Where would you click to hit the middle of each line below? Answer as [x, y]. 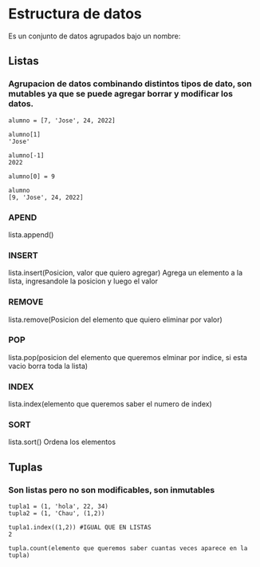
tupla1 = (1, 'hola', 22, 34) [59, 507]
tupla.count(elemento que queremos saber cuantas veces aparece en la [128, 549]
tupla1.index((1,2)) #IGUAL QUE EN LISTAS [80, 528]
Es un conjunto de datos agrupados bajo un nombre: [95, 36]
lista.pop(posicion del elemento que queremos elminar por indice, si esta [128, 357]
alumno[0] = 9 [32, 176]
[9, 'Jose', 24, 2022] [46, 197]
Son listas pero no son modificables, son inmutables [112, 490]
